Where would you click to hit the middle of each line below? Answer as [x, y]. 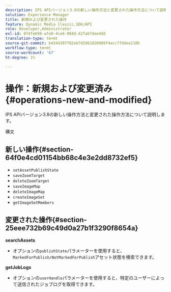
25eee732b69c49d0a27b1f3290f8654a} [72, 228]
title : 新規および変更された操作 [36, 19]
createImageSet [29, 197]
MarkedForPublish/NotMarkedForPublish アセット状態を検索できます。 [84, 257]
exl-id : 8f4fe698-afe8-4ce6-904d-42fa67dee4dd [55, 34]
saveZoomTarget [29, 176]
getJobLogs [18, 267]
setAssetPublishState [35, 170]
